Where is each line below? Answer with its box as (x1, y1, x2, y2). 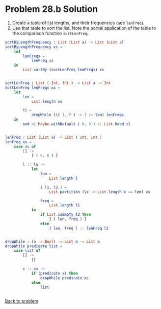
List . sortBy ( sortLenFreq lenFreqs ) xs (23, 68, 105, 73)
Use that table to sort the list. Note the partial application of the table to (12, 25, 156, 31)
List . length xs (31, 99, 63, 104)
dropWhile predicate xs (40, 275, 89, 280)
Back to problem (5, 298, 38, 304)
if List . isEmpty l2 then (40, 212, 91, 217)
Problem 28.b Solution (5, 3, 98, 15)
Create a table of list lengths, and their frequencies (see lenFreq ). (12, 20, 145, 26)
